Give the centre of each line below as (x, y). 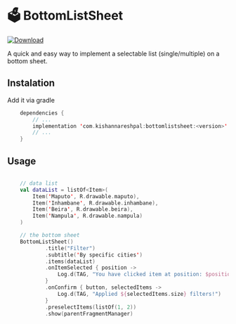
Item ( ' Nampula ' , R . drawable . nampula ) (87, 216)
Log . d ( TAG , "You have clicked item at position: (130, 274)
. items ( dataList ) (70, 261)
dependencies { (42, 113)
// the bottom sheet (50, 235)
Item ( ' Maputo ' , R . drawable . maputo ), (86, 196)
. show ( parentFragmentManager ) (89, 313)
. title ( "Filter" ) (70, 248)
